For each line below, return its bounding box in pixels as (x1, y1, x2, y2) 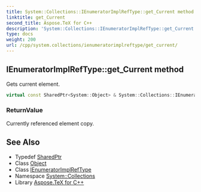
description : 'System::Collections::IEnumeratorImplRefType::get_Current (6, 25, 194, 32)
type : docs (6, 31, 33, 37)
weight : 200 (6, 37, 36, 43)
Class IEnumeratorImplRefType (14, 166, 92, 173)
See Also (6, 137, 40, 148)
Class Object (14, 160, 47, 167)
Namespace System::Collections (14, 172, 96, 179)
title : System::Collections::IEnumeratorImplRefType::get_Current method (6, 8, 194, 15)
